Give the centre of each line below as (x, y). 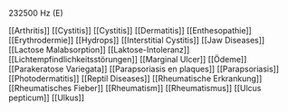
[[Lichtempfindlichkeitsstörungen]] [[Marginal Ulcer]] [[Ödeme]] (128, 59)
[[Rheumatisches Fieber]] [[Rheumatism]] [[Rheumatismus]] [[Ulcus (135, 88)
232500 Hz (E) (36, 13)
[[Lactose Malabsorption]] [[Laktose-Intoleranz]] (99, 50)
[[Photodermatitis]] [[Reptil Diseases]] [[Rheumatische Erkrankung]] (135, 79)
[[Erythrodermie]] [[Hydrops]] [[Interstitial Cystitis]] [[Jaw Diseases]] (137, 40)
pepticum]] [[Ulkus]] (47, 98)
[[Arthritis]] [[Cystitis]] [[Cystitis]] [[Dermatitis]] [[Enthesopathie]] (130, 30)
